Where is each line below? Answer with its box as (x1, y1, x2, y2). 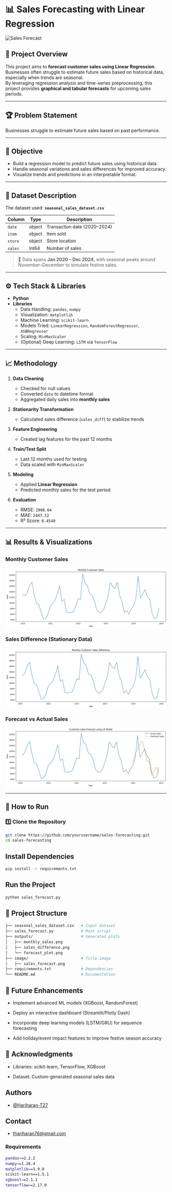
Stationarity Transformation (12, 406, 74, 412)
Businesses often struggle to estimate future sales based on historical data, (5, 69, 164, 75)
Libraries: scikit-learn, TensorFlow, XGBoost (12, 1063, 106, 1070)
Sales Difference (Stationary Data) (5, 636, 93, 643)
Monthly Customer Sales (5, 556, 69, 563)
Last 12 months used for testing (20, 456, 87, 462)
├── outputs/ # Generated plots (5, 934, 120, 939)
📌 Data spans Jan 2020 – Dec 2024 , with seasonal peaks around (17, 257, 156, 263)
